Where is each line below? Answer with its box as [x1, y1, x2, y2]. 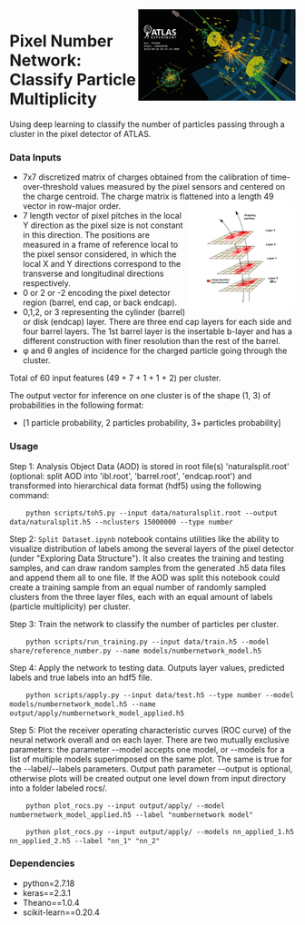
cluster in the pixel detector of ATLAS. [9, 128, 152, 139]
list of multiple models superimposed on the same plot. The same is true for [9, 753, 292, 764]
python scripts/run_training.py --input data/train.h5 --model [25, 637, 271, 646]
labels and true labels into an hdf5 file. [9, 672, 152, 683]
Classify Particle [9, 70, 136, 90]
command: [9, 489, 50, 500]
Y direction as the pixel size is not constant [22, 220, 183, 231]
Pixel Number [9, 31, 113, 52]
